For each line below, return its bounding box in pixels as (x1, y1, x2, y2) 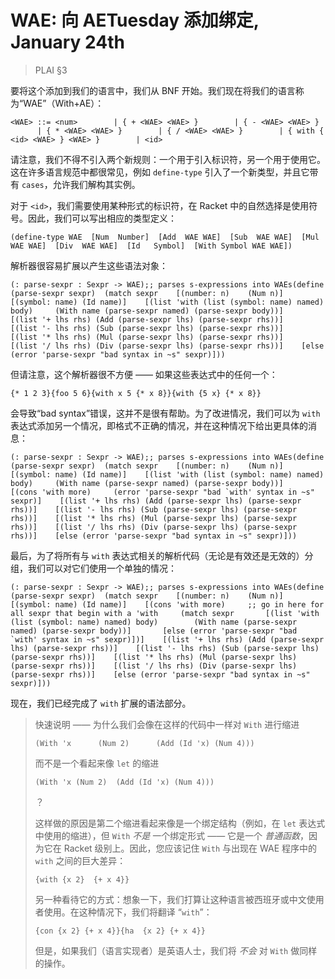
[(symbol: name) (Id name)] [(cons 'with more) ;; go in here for (10, 599, 325, 610)
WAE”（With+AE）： (23, 97, 105, 109)
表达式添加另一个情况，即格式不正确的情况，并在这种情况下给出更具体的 (10, 419, 308, 431)
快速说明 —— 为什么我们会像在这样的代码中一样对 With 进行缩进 (34, 718, 300, 730)
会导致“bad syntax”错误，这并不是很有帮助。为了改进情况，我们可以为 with (10, 407, 321, 419)
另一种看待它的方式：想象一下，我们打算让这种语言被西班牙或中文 (34, 893, 307, 905)
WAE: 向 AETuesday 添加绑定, (10, 9, 260, 32)
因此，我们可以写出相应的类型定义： (27, 212, 177, 224)
